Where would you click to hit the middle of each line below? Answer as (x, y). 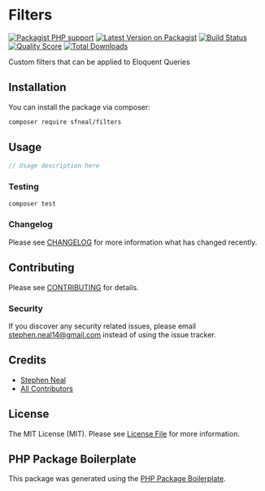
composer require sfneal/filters (65, 122)
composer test (33, 204)
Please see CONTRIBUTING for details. (74, 287)
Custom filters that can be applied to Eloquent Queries (100, 62)
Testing (24, 187)
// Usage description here (54, 166)
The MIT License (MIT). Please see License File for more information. (124, 433)
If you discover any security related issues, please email (102, 326)
